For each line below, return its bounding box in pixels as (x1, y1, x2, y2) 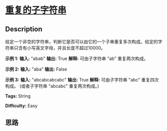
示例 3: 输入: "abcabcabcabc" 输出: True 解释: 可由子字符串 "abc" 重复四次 (5, 77, 159, 82)
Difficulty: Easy (5, 103, 38, 108)
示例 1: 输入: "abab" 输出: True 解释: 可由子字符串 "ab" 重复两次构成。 (5, 55, 149, 61)
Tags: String (5, 93, 31, 99)
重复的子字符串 (5, 4, 67, 16)
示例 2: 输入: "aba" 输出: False (5, 66, 67, 72)
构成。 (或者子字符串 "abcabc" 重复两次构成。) (5, 83, 99, 89)
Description (5, 24, 42, 33)
